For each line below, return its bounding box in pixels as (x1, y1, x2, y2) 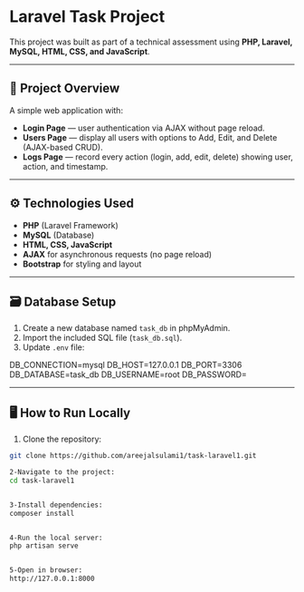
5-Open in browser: (9, 566, 83, 575)
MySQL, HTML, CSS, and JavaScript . (9, 45, 151, 56)
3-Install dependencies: (9, 500, 103, 510)
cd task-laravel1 (9, 476, 75, 485)
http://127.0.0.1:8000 (9, 574, 95, 584)
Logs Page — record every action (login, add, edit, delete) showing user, (22, 151, 294, 162)
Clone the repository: (22, 433, 102, 445)
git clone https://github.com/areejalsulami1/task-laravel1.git (9, 451, 257, 461)
